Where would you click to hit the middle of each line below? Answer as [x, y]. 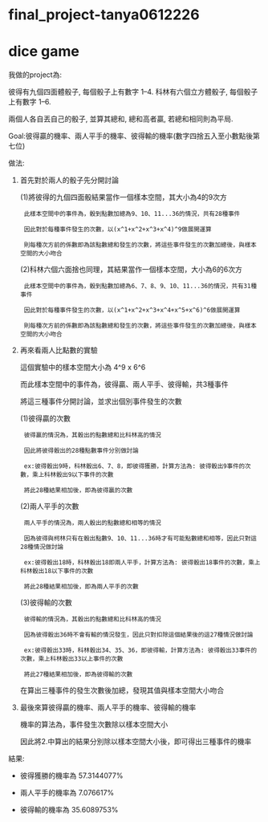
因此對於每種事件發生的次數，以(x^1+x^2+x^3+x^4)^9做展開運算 [118, 230]
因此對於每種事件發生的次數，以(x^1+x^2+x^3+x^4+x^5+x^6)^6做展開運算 [132, 311]
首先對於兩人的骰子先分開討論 [69, 180]
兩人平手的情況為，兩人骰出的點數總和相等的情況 [93, 523]
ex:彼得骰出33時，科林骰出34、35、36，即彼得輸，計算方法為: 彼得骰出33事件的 [140, 651]
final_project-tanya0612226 [104, 15]
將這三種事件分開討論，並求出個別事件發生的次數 [101, 401]
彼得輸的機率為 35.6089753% [69, 810]
